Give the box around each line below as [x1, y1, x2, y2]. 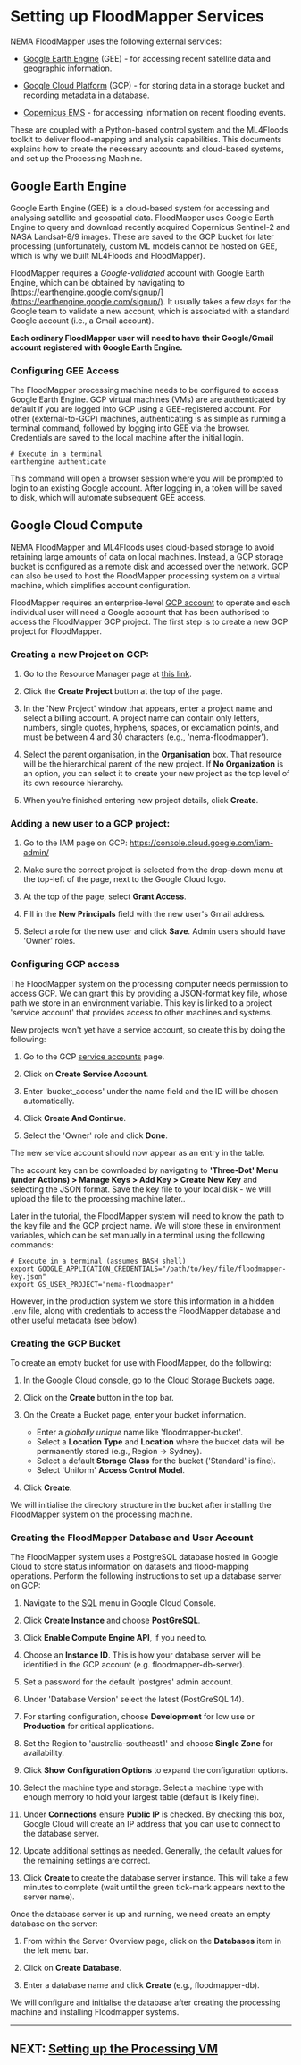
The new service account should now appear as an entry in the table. [10, 1147, 265, 1158]
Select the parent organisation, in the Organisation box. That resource [22, 750, 282, 760]
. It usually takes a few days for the [163, 296, 291, 306]
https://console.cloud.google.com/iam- [129, 837, 274, 848]
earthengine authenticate [10, 458, 106, 467]
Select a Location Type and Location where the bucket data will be [36, 1436, 285, 1447]
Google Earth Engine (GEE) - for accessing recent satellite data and [22, 53, 272, 64]
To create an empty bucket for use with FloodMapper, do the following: [10, 1358, 272, 1368]
